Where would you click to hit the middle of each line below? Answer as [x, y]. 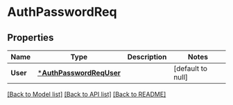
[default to [190, 68]
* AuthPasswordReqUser [79, 73]
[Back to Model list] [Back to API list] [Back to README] [87, 94]
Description [147, 57]
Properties [31, 38]
